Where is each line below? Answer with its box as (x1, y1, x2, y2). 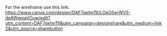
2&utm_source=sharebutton (5, 25, 63, 31)
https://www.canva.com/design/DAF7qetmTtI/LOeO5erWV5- (5, 9, 131, 15)
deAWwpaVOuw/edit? (5, 15, 50, 20)
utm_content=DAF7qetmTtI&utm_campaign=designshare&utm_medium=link (5, 20, 162, 26)
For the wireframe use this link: (5, 4, 70, 10)
